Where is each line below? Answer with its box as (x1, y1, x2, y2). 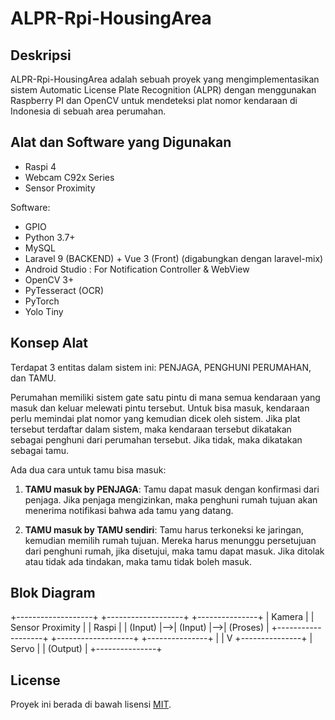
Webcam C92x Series (24, 171, 115, 183)
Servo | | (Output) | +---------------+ (10, 643, 163, 655)
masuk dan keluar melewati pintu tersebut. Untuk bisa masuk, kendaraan (10, 402, 310, 414)
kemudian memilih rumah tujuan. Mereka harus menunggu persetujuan (24, 534, 317, 546)
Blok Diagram (10, 585, 96, 602)
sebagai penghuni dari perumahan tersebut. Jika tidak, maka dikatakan (10, 433, 303, 446)
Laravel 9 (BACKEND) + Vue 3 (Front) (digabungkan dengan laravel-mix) (24, 252, 324, 264)
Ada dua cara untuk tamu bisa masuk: (10, 463, 167, 476)
